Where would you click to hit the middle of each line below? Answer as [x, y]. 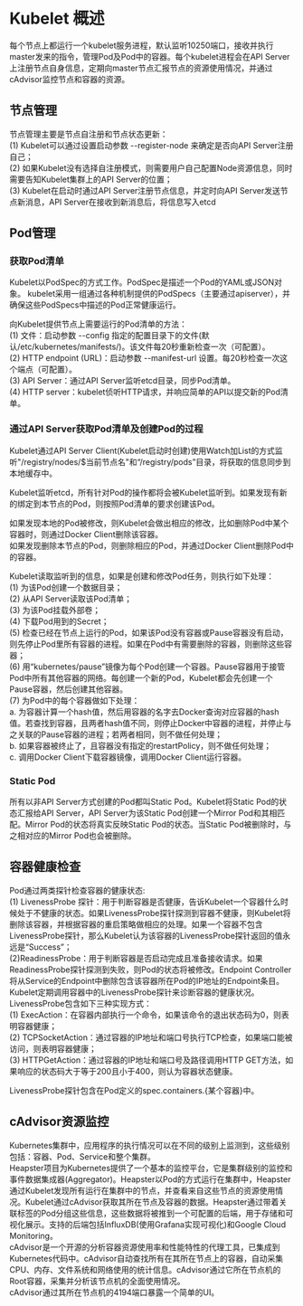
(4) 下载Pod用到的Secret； [59, 621]
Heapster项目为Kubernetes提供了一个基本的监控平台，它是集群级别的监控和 [151, 1168]
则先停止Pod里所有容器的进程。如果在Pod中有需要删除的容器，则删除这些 [147, 644]
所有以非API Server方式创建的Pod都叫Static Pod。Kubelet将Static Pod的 [144, 802]
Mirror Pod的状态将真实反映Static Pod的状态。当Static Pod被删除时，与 [158, 825]
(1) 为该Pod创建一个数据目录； [66, 587]
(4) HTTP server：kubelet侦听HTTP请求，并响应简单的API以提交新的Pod [145, 392]
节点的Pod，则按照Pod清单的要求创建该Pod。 [134, 504]
